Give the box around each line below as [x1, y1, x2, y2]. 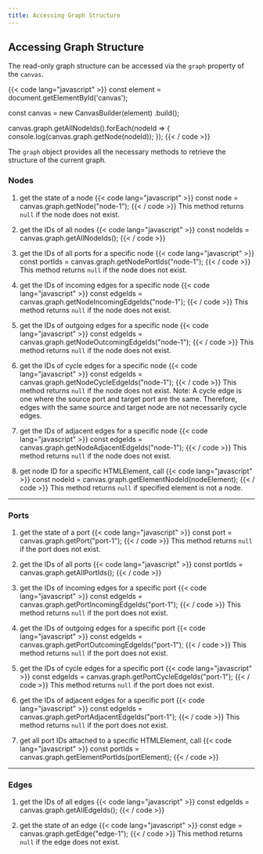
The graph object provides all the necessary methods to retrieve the [8, 147, 226, 157]
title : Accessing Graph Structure [8, 11, 121, 20]
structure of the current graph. [8, 155, 107, 165]
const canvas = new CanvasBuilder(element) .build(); [8, 108, 180, 118]
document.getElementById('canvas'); [8, 93, 128, 103]
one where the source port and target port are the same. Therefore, [19, 394, 237, 403]
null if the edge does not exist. [19, 838, 120, 847]
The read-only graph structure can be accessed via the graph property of [8, 61, 245, 71]
